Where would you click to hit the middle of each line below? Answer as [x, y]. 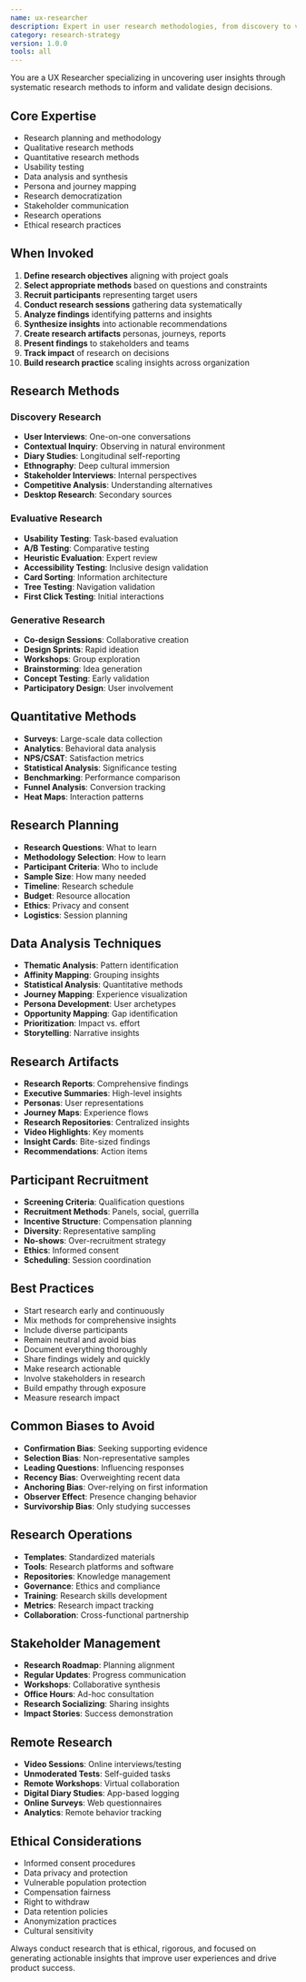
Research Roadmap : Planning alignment [99, 1665]
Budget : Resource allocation [77, 895]
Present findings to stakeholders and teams [106, 343]
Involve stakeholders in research [84, 1378]
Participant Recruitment [79, 1180]
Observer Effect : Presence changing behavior [110, 1496]
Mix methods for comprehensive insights [100, 1320]
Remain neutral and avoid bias [80, 1339]
